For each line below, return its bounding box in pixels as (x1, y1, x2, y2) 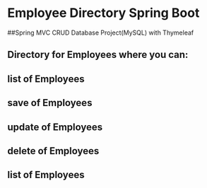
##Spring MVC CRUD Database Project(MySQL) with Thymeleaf (7, 28, 194, 37)
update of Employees (7, 121, 103, 133)
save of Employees (7, 97, 93, 109)
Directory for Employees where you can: (7, 49, 189, 61)
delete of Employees (7, 145, 100, 157)
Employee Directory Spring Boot (7, 5, 200, 21)
